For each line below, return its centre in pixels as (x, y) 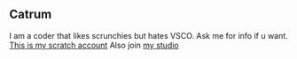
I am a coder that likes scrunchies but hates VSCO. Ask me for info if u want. (148, 35)
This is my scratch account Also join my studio (94, 45)
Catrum (31, 15)
